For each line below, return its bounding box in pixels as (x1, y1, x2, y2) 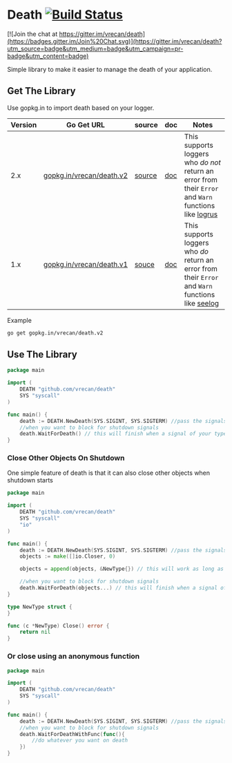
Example (7, 316, 32, 324)
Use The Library (7, 349, 77, 361)
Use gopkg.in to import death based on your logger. (7, 104, 155, 112)
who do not (184, 158, 221, 167)
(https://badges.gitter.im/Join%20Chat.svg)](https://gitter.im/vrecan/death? (7, 37, 222, 45)
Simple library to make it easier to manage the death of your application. (7, 65, 213, 73)
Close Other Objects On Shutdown (7, 453, 125, 463)
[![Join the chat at (7, 30, 58, 38)
